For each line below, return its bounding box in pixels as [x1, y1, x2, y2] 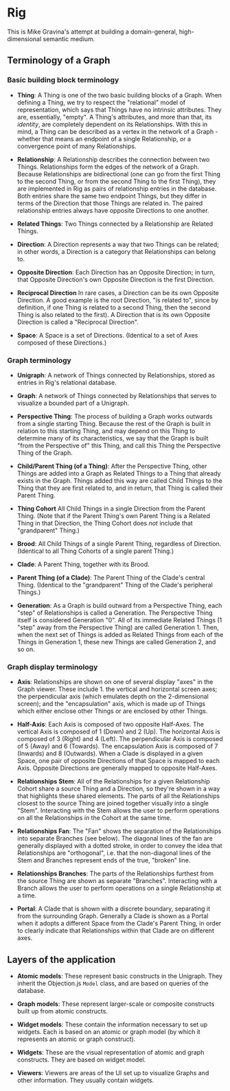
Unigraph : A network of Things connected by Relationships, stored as [16, 371, 215, 379]
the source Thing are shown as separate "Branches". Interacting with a [16, 877, 218, 885]
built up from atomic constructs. [16, 1007, 108, 1016]
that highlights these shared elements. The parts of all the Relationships [16, 792, 220, 800]
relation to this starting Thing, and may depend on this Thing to [16, 427, 196, 435]
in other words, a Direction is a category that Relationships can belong [16, 247, 216, 255]
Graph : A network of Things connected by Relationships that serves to [16, 391, 217, 399]
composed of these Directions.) [16, 338, 107, 347]
